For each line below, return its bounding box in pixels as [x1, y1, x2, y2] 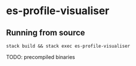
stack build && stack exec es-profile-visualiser [6, 43, 131, 49]
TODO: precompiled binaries [6, 54, 75, 60]
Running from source [6, 28, 85, 38]
